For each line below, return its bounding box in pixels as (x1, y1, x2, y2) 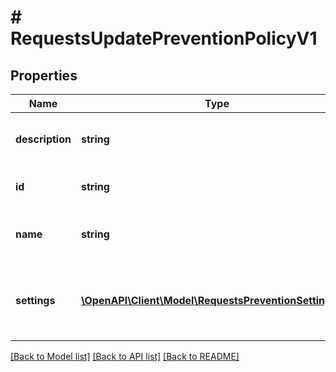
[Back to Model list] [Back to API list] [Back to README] (10, 351, 240, 362)
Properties (10, 67, 78, 84)
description (15, 132, 72, 146)
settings (15, 294, 56, 307)
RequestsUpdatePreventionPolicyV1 (10, 27, 318, 50)
